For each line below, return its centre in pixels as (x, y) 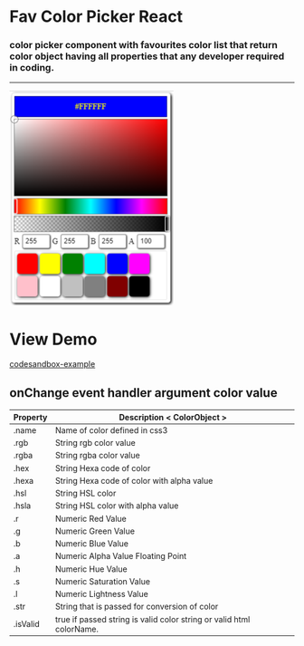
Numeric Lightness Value (102, 594)
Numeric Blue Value (92, 544)
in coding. (32, 68)
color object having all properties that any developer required (147, 56)
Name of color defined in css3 (112, 430)
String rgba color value (98, 456)
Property (30, 417)
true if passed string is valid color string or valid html (153, 619)
